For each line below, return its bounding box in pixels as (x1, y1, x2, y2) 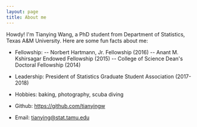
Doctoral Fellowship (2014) (14, 61, 81, 69)
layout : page (6, 8, 39, 15)
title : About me (6, 14, 46, 20)
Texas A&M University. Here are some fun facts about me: (6, 37, 149, 44)
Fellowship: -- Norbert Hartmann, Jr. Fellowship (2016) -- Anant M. (14, 48, 179, 55)
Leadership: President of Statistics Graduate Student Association (14, 73, 174, 80)
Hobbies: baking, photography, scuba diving (14, 91, 124, 98)
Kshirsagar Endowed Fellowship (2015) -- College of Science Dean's (14, 55, 183, 62)
